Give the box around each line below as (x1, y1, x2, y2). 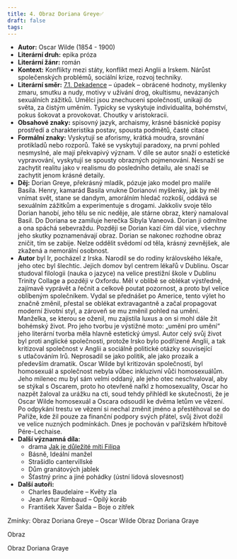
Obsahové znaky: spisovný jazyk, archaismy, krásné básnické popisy (17, 118, 221, 127)
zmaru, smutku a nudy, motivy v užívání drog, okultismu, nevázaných (17, 88, 219, 96)
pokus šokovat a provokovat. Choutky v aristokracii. (17, 111, 169, 119)
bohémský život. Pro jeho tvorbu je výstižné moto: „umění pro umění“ (17, 322, 221, 331)
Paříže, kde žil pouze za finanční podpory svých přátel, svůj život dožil (17, 412, 223, 421)
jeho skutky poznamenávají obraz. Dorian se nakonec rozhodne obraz (17, 231, 222, 240)
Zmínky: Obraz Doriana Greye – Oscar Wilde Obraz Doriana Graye (7, 516, 200, 525)
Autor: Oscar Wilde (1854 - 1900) (17, 43, 115, 52)
